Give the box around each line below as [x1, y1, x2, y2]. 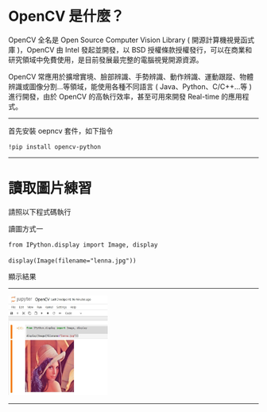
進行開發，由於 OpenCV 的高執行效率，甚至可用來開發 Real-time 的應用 [8, 91, 242, 101]
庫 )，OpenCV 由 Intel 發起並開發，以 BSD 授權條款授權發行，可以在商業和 [8, 45, 253, 54]
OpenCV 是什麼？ [8, 7, 125, 25]
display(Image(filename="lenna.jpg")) [8, 256, 137, 265]
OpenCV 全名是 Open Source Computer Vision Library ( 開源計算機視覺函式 [8, 35, 255, 45]
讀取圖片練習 [8, 180, 93, 197]
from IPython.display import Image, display [8, 240, 158, 249]
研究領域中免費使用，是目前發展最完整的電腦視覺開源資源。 [8, 55, 203, 64]
